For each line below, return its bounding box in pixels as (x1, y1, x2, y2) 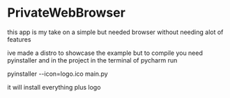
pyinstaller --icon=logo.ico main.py (7, 70, 108, 78)
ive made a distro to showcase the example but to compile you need (7, 49, 204, 57)
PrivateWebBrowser (7, 5, 125, 21)
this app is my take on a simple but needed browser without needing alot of (7, 28, 224, 36)
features (7, 35, 31, 43)
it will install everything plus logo (7, 83, 101, 91)
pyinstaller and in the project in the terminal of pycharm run (7, 56, 178, 64)
